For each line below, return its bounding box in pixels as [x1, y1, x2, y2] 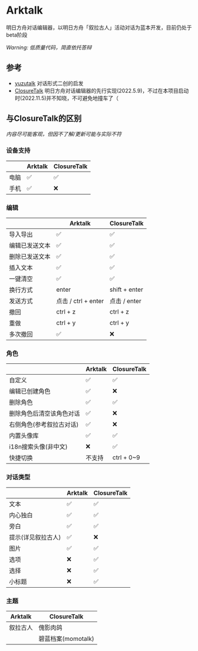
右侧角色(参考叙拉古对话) [9, 421, 79, 429]
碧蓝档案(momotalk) [38, 634, 94, 643]
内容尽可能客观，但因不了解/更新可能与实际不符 [6, 130, 122, 137]
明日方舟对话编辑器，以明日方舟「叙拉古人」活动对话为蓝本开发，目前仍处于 [6, 24, 192, 31]
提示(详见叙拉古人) [9, 533, 61, 542]
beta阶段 [6, 31, 28, 38]
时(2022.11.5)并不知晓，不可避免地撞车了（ [14, 94, 119, 101]
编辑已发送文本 [9, 241, 51, 250]
